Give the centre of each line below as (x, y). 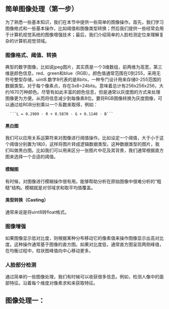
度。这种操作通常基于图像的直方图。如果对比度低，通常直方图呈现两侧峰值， (84, 244)
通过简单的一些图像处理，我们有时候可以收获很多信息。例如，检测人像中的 (82, 277)
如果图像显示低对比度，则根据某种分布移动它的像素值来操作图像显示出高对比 (84, 238)
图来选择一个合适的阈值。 (32, 157)
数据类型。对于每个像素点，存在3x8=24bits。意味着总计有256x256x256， (82, 86)
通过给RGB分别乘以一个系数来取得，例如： (54, 105)
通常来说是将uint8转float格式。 (37, 212)
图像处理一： (25, 300)
